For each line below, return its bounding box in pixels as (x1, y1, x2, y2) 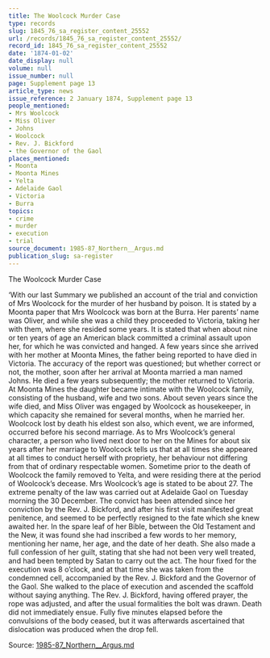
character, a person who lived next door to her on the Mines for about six (8, 435, 251, 445)
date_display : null (8, 57, 74, 65)
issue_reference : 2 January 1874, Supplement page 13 (8, 94, 193, 103)
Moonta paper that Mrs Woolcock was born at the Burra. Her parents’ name (8, 307, 260, 316)
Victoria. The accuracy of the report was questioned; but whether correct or (8, 358, 261, 368)
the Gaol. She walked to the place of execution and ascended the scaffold (8, 581, 254, 591)
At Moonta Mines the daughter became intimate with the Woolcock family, (8, 384, 254, 394)
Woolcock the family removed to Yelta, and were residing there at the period (8, 470, 262, 480)
